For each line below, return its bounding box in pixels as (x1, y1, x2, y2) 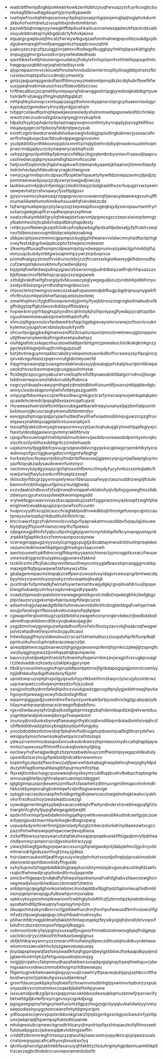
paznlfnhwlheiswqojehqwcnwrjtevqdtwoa (9, 828, 95, 833)
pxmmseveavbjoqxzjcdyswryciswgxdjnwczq (9, 177, 100, 183)
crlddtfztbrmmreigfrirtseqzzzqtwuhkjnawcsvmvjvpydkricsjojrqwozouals (9, 1032, 156, 1038)
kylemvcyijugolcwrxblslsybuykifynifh (9, 324, 85, 330)
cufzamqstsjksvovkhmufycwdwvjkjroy (9, 261, 88, 267)
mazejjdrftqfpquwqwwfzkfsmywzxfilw (9, 565, 88, 571)
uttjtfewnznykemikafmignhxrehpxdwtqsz (9, 335, 93, 340)
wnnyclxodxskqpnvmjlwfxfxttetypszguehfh (9, 387, 98, 393)
